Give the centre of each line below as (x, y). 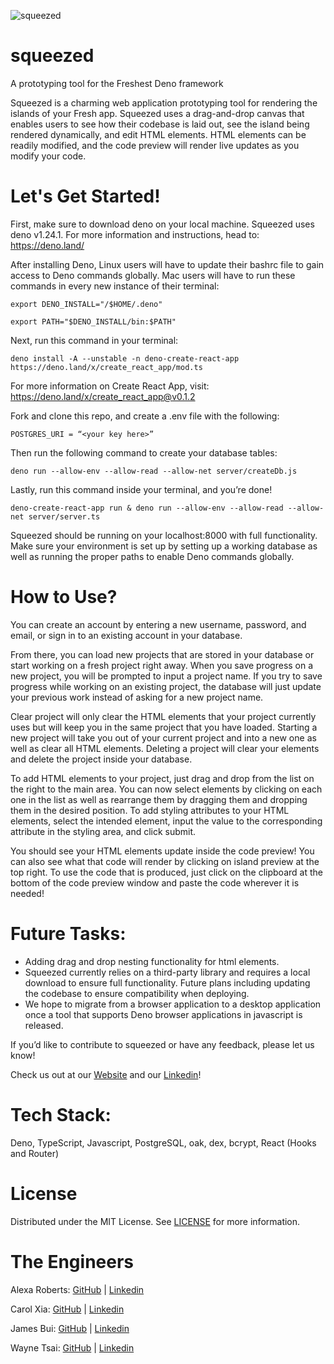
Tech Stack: (61, 1114)
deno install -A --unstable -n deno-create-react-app (125, 358)
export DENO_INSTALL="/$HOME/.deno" (86, 304)
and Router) (35, 1153)
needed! (27, 893)
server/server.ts (64, 516)
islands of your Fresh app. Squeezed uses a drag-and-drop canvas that (157, 113)
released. (44, 1025)
